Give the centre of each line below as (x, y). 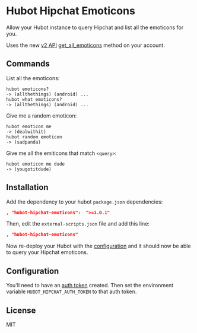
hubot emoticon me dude (36, 164)
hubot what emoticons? (34, 99)
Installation (27, 187)
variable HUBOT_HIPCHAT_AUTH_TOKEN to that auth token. (72, 291)
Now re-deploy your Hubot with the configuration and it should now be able (99, 246)
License (21, 310)
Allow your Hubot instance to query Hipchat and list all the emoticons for (95, 27)
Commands (28, 64)
